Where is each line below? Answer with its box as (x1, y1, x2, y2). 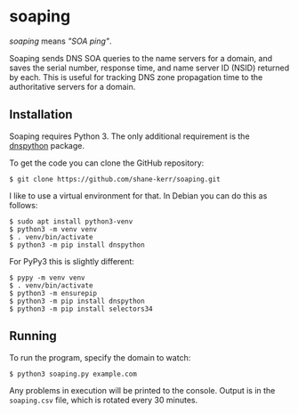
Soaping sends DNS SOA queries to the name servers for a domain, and (9, 53, 273, 63)
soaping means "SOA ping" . (9, 36, 112, 46)
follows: (9, 199, 38, 210)
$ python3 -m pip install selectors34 (9, 304, 153, 313)
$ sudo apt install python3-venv (9, 216, 133, 226)
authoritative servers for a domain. (9, 81, 136, 92)
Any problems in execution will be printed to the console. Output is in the (9, 385, 276, 395)
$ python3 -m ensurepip (9, 288, 98, 297)
